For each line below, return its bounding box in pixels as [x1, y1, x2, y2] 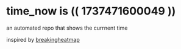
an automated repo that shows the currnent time [6, 24, 128, 31]
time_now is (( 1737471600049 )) [6, 4, 176, 18]
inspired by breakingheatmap [6, 36, 80, 43]
